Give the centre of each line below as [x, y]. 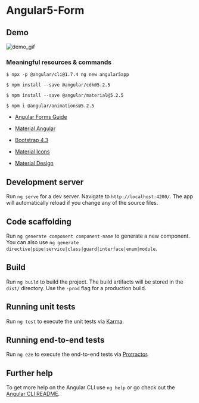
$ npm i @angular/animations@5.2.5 [50, 106]
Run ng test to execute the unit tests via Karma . [65, 321]
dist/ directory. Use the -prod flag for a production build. [76, 288]
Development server [45, 182]
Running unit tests [41, 307]
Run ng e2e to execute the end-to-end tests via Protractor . [77, 354]
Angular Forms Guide [41, 117]
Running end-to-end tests [55, 340]
